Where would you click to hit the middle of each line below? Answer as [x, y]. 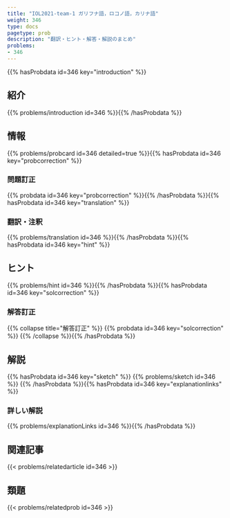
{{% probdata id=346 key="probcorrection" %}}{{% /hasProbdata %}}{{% [113, 195]
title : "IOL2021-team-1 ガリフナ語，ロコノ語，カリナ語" [83, 14]
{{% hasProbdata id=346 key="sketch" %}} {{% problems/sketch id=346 [112, 377]
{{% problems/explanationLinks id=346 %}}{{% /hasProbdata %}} [102, 426]
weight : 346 [24, 20]
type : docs [23, 26]
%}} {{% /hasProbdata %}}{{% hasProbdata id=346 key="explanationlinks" [115, 384]
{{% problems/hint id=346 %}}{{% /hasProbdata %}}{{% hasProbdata [107, 285]
